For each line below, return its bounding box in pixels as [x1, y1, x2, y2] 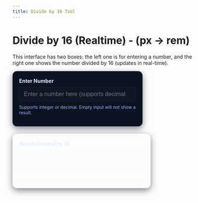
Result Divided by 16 [19, 140, 70, 147]
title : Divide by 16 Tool [12, 8, 75, 15]
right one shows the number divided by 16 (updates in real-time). [12, 59, 169, 66]
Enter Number [19, 77, 54, 84]
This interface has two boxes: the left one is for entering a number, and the [12, 53, 192, 60]
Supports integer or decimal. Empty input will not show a [19, 104, 136, 110]
